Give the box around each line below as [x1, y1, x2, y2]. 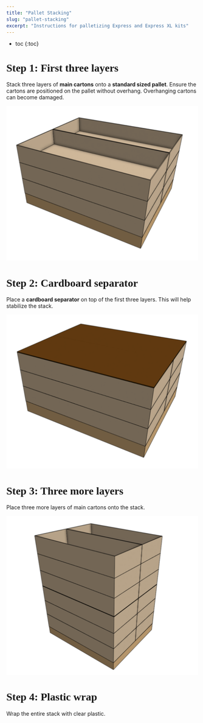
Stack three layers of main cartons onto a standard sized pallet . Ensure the [6, 81, 196, 88]
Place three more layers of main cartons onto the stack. [6, 504, 145, 511]
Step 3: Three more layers [6, 484, 123, 497]
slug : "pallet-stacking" [6, 16, 69, 23]
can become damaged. [6, 94, 64, 101]
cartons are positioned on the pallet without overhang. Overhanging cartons [6, 87, 196, 94]
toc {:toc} [15, 40, 40, 48]
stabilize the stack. [6, 302, 53, 310]
